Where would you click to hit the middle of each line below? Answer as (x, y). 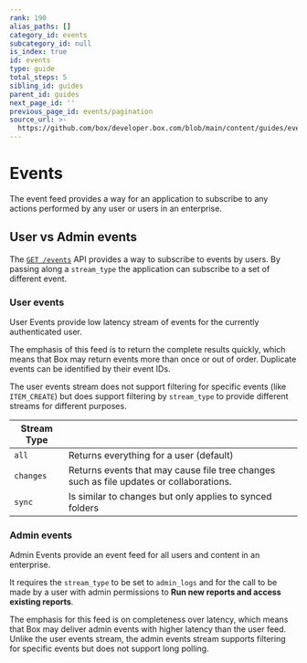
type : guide (32, 69)
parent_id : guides (44, 94)
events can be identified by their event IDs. (90, 369)
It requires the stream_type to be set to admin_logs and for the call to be (143, 583)
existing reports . (42, 602)
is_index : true (38, 52)
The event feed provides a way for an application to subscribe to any (139, 198)
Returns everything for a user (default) (151, 456)
